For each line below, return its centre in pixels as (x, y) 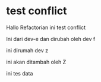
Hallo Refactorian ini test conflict (46, 27)
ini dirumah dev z (27, 50)
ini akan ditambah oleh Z (36, 62)
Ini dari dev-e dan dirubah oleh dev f (51, 39)
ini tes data (20, 73)
